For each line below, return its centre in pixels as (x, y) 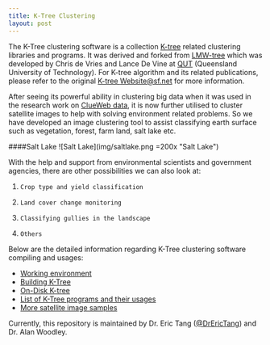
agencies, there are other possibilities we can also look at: (105, 170)
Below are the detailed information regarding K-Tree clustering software (127, 249)
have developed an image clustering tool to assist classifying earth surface (133, 122)
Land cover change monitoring (71, 203)
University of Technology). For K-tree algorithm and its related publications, (133, 72)
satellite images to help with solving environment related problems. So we (131, 113)
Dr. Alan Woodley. (38, 331)
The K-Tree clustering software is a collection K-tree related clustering (125, 46)
